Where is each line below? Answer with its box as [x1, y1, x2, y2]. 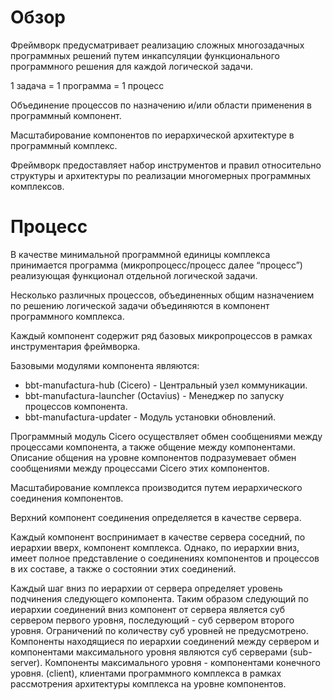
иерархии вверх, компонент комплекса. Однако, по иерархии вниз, [10, 541, 300, 553]
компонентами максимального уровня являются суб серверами [10, 646, 288, 658]
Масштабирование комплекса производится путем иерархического [10, 481, 303, 493]
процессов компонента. [24, 400, 128, 412]
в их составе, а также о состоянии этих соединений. [10, 562, 237, 575]
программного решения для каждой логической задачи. [10, 60, 254, 72]
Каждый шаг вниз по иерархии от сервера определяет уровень [10, 582, 283, 594]
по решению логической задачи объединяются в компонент [10, 299, 270, 311]
